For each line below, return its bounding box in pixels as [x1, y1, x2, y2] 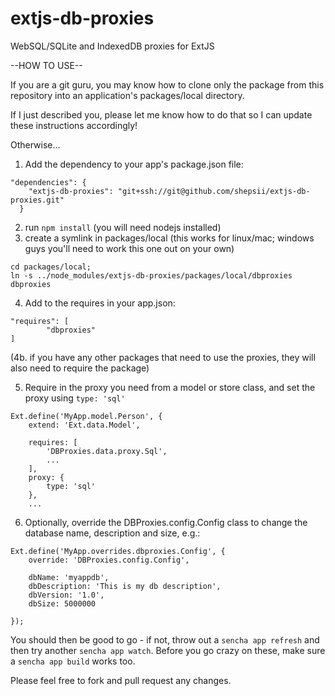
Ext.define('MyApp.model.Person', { [10, 411, 163, 421]
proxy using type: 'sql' [24, 392, 126, 404]
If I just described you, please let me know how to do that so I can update [10, 108, 313, 121]
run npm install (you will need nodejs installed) [24, 221, 222, 233]
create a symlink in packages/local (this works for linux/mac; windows [24, 232, 315, 244]
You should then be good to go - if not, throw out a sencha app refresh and [10, 633, 320, 646]
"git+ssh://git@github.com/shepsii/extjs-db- [117, 186, 311, 196]
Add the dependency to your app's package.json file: [24, 158, 244, 170]
